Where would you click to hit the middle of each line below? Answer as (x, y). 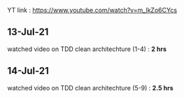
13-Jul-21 (28, 32)
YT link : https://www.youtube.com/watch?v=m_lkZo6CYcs (92, 10)
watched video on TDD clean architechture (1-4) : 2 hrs (87, 49)
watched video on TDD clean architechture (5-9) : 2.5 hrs (90, 87)
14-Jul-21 (28, 71)
